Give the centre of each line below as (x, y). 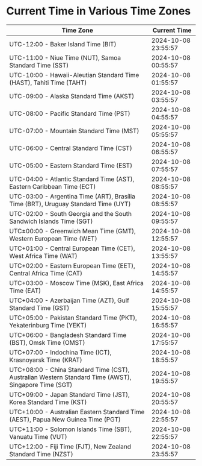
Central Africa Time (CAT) (46, 273)
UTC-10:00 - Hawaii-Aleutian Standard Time (74, 75)
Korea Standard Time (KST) (48, 402)
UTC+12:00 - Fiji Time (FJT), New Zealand (70, 446)
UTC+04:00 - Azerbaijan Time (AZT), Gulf (69, 300)
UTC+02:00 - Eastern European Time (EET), (72, 265)
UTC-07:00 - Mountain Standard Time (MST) (74, 131)
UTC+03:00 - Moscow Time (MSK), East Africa (77, 283)
